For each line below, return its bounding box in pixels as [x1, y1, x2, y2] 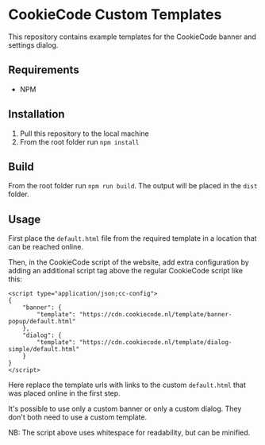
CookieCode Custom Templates [8, 6, 222, 24]
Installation [8, 107, 65, 121]
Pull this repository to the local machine [19, 129, 149, 138]
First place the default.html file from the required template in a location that [8, 234, 257, 243]
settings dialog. [8, 40, 59, 49]
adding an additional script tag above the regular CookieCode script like [8, 266, 244, 276]
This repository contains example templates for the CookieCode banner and [8, 32, 256, 41]
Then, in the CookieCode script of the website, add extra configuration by [8, 257, 250, 267]
